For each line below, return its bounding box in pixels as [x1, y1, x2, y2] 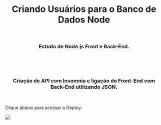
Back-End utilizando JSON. [50, 84, 117, 91]
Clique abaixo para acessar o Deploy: [5, 105, 82, 111]
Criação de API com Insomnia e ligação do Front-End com [12, 77, 155, 84]
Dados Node [57, 14, 110, 25]
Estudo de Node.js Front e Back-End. [38, 43, 130, 50]
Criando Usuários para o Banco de [11, 3, 156, 15]
